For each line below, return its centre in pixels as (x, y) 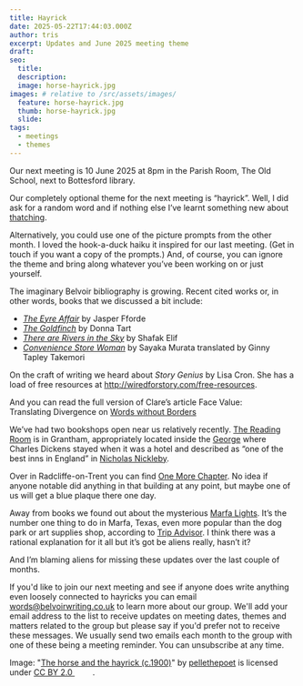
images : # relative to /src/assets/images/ (93, 94)
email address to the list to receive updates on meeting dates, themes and (148, 616)
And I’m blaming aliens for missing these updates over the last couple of (145, 560)
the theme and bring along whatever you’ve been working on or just (136, 264)
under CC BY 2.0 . (52, 672)
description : (42, 77)
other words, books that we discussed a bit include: (106, 300)
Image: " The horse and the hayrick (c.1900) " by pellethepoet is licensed (144, 662)
